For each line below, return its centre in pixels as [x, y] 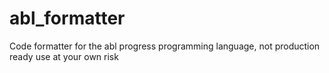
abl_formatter [67, 18]
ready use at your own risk [64, 56]
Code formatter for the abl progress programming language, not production [165, 46]
